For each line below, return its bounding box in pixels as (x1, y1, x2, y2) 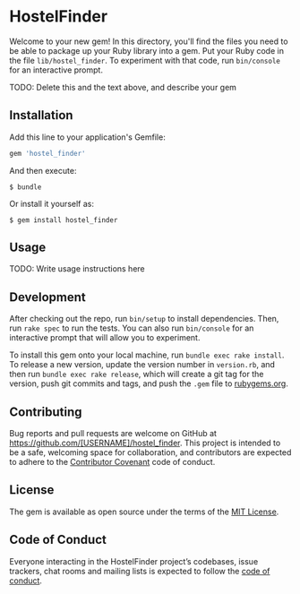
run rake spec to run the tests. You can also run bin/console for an (9, 323, 254, 333)
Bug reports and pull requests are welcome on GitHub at (9, 428, 218, 439)
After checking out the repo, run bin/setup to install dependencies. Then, (9, 314, 279, 324)
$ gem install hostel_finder (9, 215, 118, 225)
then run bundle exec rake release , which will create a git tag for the (9, 369, 264, 380)
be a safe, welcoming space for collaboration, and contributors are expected (9, 447, 292, 458)
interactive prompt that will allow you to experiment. (9, 332, 201, 343)
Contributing (9, 404, 82, 419)
